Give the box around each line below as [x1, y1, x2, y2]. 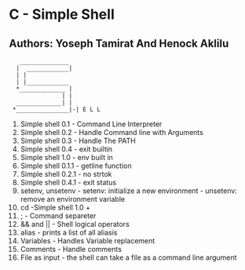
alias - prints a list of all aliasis [20, 228, 118, 237]
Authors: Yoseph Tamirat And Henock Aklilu [9, 37, 229, 50]
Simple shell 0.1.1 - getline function [20, 161, 132, 170]
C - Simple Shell [9, 5, 115, 24]
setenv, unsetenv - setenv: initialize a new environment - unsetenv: [20, 186, 238, 195]
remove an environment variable [20, 195, 125, 203]
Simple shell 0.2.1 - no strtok [20, 170, 112, 178]
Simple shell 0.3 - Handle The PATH [20, 136, 136, 145]
